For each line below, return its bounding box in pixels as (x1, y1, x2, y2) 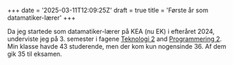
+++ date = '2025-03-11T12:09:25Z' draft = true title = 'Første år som (7, 6, 208, 14)
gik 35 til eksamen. (7, 49, 62, 58)
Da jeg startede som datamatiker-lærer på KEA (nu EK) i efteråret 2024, (7, 28, 215, 35)
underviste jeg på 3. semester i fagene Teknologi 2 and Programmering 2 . (7, 35, 222, 43)
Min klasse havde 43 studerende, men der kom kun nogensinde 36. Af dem (7, 42, 227, 50)
